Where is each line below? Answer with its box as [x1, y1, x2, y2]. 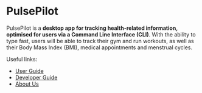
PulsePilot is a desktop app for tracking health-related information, [6, 24, 178, 32]
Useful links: [6, 55, 38, 63]
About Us [15, 80, 40, 88]
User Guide [15, 67, 44, 74]
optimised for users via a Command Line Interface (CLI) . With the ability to [6, 30, 196, 38]
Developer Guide [15, 74, 58, 81]
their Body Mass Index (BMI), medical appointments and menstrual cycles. [6, 44, 193, 51]
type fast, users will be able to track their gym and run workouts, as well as [6, 37, 194, 44]
